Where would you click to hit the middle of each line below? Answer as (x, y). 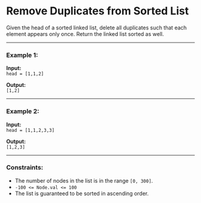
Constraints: (25, 168)
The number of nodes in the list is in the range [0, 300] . (84, 180)
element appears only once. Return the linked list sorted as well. (85, 34)
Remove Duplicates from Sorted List (98, 11)
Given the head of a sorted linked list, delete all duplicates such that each (97, 28)
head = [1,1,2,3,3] (31, 130)
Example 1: (22, 55)
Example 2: (23, 111)
